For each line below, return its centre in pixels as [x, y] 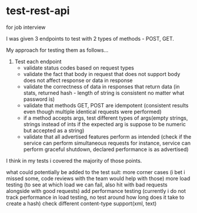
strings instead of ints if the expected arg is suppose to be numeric [105, 124]
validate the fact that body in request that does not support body [102, 74]
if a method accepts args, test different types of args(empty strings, [106, 118]
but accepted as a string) [54, 130]
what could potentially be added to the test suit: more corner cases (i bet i [96, 172]
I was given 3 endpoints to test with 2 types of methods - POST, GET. [90, 38]
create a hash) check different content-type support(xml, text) [81, 203]
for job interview [26, 27]
